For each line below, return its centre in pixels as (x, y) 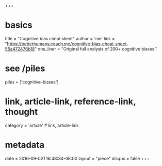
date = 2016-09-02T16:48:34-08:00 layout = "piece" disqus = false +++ (77, 158)
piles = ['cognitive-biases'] (32, 82)
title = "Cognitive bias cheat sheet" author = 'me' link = (60, 38)
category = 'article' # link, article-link (42, 125)
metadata (25, 145)
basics (19, 25)
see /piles (25, 69)
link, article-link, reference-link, (70, 102)
